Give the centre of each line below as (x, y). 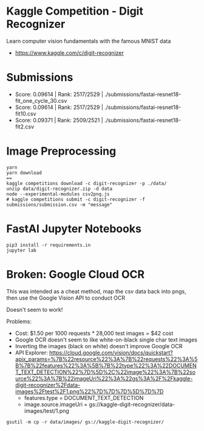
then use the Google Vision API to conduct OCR (66, 298)
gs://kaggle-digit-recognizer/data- (132, 404)
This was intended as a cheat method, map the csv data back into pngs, (96, 291)
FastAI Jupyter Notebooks (74, 229)
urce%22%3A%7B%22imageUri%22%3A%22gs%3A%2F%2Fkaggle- (104, 378)
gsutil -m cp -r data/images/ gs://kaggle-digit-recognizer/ (85, 422)
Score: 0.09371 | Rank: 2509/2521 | (59, 120)
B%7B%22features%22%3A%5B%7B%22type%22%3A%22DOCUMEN (106, 365)
